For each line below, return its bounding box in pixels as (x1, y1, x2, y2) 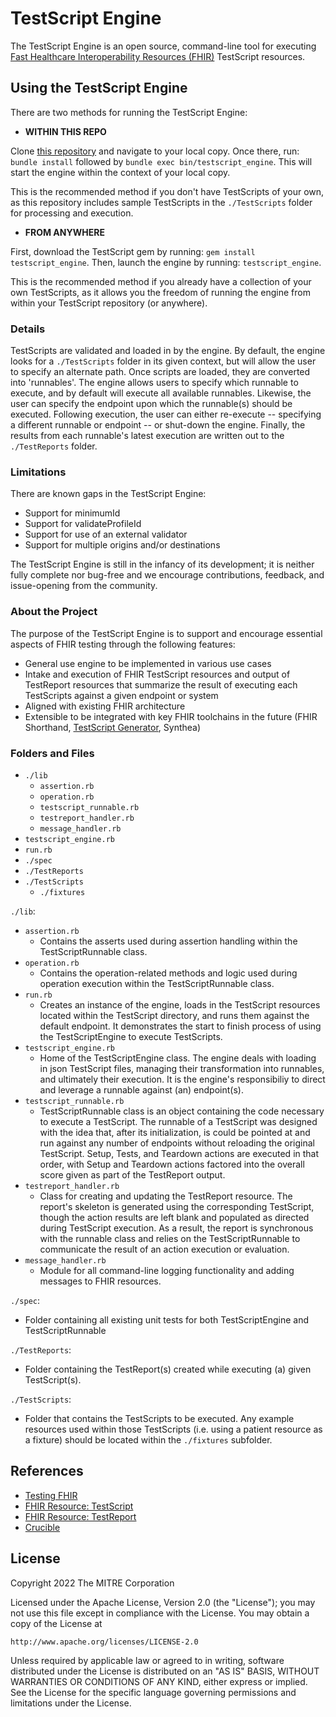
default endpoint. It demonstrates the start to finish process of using (39, 1020, 322, 1032)
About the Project (10, 605, 98, 619)
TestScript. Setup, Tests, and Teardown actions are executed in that (39, 1147, 320, 1159)
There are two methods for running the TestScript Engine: (10, 106, 248, 118)
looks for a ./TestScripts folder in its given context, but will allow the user (10, 355, 317, 367)
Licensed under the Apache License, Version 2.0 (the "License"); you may (10, 1596, 316, 1608)
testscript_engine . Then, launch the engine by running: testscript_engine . (10, 256, 322, 268)
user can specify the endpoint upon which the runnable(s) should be (10, 398, 293, 410)
